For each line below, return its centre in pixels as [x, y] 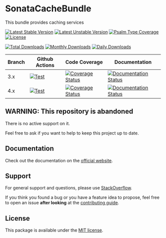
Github [45, 59]
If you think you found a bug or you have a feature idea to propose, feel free [82, 197]
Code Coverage [84, 62]
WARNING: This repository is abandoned [69, 112]
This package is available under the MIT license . [54, 230]
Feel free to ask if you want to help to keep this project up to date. [72, 133]
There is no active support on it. [38, 123]
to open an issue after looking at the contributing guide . [62, 203]
